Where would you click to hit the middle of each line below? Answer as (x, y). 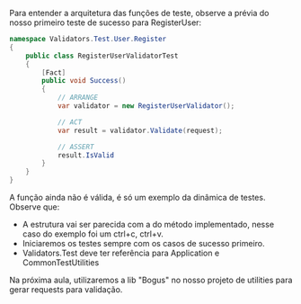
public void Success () (84, 81)
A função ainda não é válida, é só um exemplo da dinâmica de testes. (137, 197)
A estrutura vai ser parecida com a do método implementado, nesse (148, 224)
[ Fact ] (54, 72)
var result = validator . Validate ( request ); (140, 130)
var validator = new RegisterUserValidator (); (146, 106)
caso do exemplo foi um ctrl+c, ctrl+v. (93, 234)
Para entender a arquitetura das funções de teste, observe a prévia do (139, 13)
